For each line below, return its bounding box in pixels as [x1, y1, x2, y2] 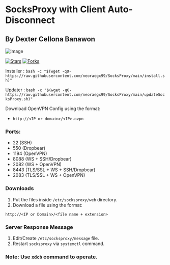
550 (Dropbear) [12, 145, 46, 151]
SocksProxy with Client [5, 4, 106, 15]
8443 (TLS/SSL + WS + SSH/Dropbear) [12, 167, 96, 173]
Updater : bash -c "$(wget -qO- [5, 87, 72, 93]
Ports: [5, 128, 21, 135]
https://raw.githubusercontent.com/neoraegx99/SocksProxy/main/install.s [5, 73, 165, 78]
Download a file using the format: [12, 202, 83, 208]
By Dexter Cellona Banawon [5, 35, 96, 43]
